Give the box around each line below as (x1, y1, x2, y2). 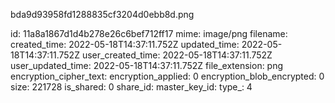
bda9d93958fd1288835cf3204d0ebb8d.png (10, 9, 195, 20)
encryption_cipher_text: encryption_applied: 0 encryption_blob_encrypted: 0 (10, 70, 325, 82)
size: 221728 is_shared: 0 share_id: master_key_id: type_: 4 (10, 81, 253, 93)
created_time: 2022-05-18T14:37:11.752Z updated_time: (10, 39, 240, 50)
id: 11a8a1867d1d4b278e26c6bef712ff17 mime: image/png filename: (10, 28, 288, 39)
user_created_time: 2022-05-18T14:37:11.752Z (81, 49, 273, 61)
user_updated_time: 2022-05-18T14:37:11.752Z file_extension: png (10, 60, 284, 71)
